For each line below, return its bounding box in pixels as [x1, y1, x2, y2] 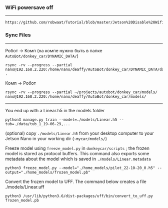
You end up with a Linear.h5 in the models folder [5, 107, 105, 113]
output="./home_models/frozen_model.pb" [5, 170, 91, 175]
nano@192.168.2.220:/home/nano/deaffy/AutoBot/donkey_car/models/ [5, 94, 146, 99]
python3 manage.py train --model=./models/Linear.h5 [5, 117, 117, 122]
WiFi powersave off [5, 4, 53, 11]
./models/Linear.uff [5, 184, 44, 190]
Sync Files [5, 31, 31, 38]
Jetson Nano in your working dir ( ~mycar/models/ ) [5, 135, 107, 141]
